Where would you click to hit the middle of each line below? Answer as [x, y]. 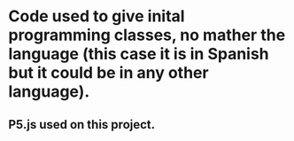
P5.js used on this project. [82, 125]
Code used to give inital [97, 16]
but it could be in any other [108, 73]
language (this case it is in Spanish [139, 54]
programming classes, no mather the [147, 35]
